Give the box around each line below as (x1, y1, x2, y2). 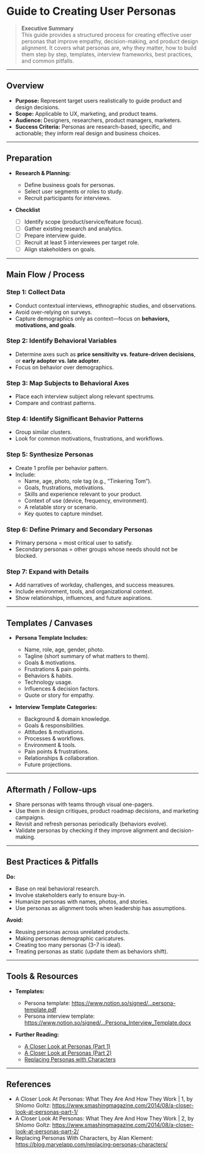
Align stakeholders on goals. (24, 245, 96, 252)
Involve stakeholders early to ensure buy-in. (15, 891, 126, 898)
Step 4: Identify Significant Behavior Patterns (6, 415, 144, 423)
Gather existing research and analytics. (24, 225, 123, 232)
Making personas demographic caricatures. (15, 935, 125, 942)
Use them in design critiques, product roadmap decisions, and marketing (15, 807, 199, 814)
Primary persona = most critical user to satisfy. (15, 539, 133, 547)
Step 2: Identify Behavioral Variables (6, 336, 117, 345)
